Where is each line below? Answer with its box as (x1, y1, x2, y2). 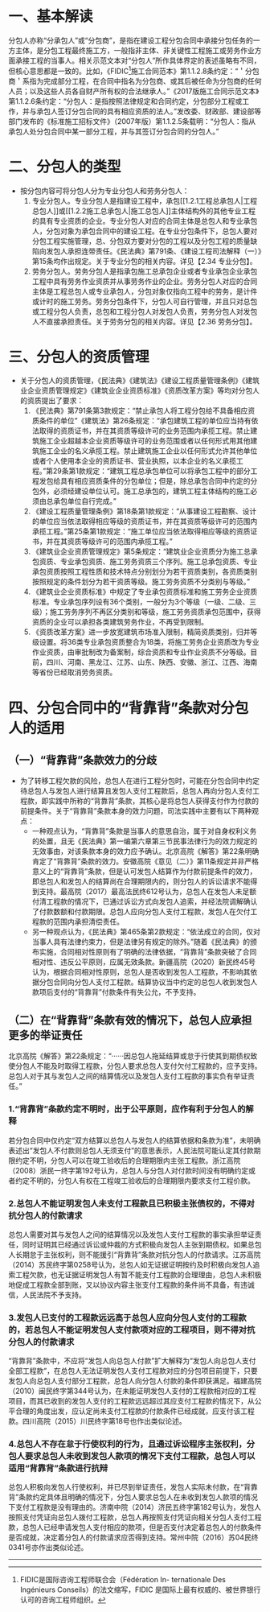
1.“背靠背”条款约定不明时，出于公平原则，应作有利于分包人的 (8, 1103, 246, 1115)
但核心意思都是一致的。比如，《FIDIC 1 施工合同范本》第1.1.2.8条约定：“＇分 (8, 64, 253, 76)
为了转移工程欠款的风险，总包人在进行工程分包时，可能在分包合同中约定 (19, 776, 260, 785)
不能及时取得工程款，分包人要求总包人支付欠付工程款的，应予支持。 (35, 1062, 262, 1071)
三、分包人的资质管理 (8, 348, 150, 366)
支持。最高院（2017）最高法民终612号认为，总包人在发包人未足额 (39, 887, 257, 897)
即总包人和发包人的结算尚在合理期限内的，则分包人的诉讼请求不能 (31, 876, 251, 886)
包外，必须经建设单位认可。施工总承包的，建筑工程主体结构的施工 (31, 486, 251, 496)
